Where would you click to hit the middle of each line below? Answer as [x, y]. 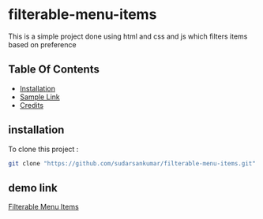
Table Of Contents [54, 70]
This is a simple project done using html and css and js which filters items [128, 36]
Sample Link [40, 97]
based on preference [42, 44]
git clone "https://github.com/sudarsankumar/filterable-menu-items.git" [132, 163]
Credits [32, 105]
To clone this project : [43, 149]
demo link [33, 188]
